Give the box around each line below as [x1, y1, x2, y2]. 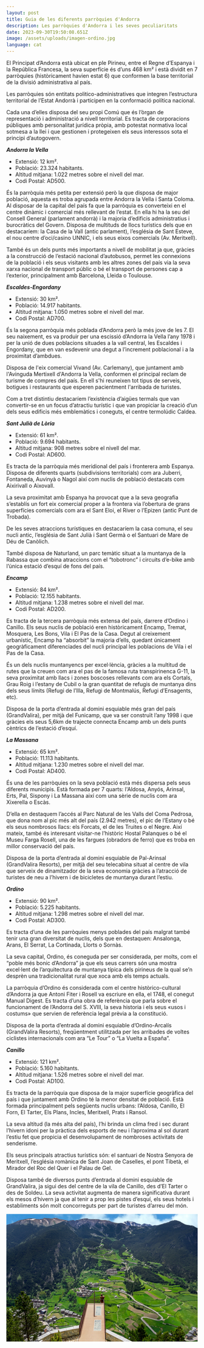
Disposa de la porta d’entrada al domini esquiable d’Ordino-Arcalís [6, 1022, 172, 1029]
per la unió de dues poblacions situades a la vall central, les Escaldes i [6, 339, 182, 346]
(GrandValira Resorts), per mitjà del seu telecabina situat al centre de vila [6, 861, 189, 868]
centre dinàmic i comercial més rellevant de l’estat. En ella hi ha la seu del [6, 208, 190, 216]
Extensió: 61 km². [15, 432, 59, 438]
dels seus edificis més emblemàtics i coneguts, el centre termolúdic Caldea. [6, 408, 197, 415]
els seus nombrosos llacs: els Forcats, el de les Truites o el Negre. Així [6, 823, 182, 830]
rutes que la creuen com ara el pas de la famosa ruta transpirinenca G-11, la [6, 668, 195, 675]
